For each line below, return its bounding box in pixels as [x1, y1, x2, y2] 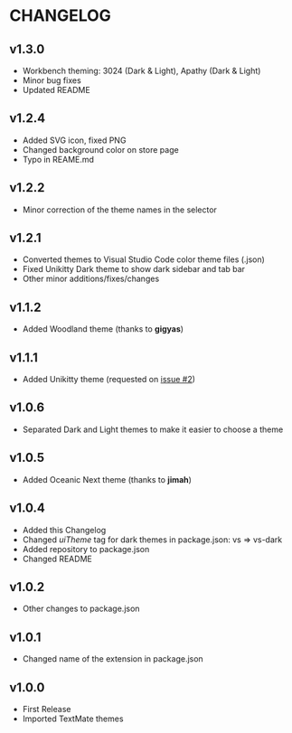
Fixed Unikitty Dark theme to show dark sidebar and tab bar [22, 264, 246, 275]
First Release [22, 703, 71, 714]
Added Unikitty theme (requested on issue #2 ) [22, 374, 196, 385]
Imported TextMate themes [22, 713, 124, 724]
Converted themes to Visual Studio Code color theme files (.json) [22, 254, 265, 265]
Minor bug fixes [22, 75, 81, 86]
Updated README [22, 85, 90, 95]
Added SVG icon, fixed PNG [22, 135, 127, 146]
